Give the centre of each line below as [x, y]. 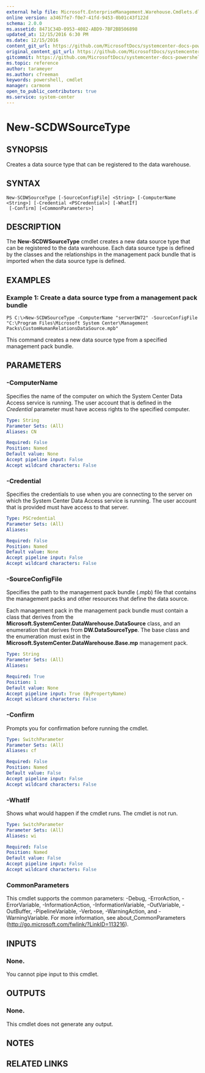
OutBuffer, [19, 911]
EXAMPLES [28, 280]
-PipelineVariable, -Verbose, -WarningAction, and [95, 911]
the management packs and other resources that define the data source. [98, 599]
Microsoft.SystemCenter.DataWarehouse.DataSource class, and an [94, 623]
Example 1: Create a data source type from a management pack [102, 298]
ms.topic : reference [33, 63]
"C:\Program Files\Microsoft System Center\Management [77, 323]
